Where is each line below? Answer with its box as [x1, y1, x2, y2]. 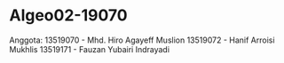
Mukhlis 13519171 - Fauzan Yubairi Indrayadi [9, 43, 170, 54]
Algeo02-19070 [9, 5, 128, 26]
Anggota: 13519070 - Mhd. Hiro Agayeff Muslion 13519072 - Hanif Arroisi [9, 35, 275, 45]
